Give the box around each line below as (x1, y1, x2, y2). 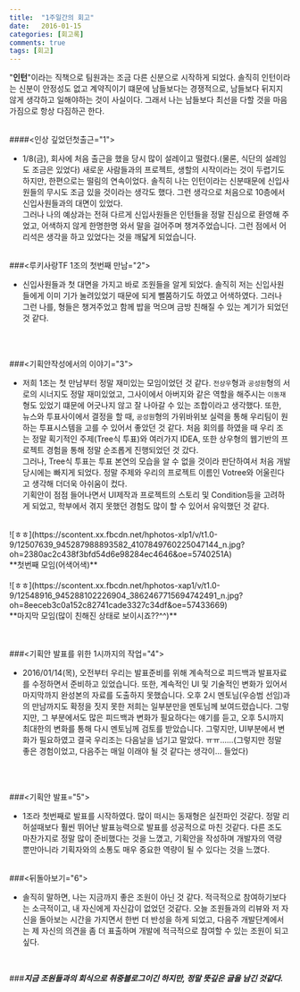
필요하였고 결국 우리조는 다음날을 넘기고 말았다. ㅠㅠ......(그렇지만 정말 (38, 735, 282, 746)
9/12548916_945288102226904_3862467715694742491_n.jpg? (9, 590, 244, 601)
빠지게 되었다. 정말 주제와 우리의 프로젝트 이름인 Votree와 (53, 467, 254, 478)
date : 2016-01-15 (9, 21, 82, 30)
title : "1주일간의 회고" (9, 13, 95, 22)
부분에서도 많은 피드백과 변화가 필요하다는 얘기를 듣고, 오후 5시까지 (50, 713, 284, 723)
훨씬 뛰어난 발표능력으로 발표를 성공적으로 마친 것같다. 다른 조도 (61, 822, 283, 833)
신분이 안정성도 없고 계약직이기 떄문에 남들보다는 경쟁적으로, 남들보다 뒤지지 (18, 83, 284, 94)
